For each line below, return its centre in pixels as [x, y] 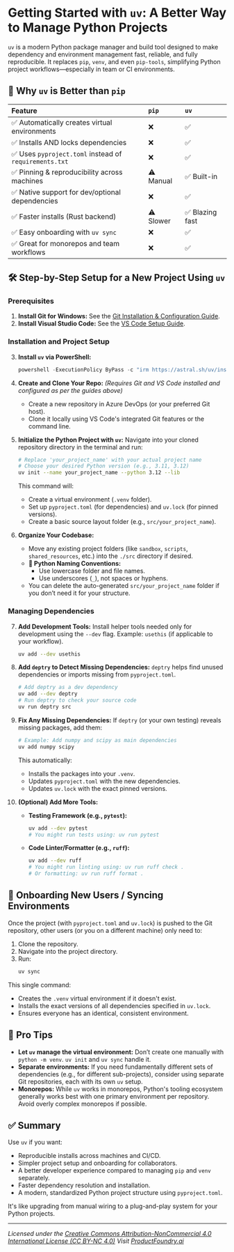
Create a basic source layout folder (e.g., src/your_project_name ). [122, 522]
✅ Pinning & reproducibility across [67, 172]
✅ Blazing [201, 212]
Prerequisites [31, 301]
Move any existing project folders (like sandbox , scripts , [108, 549]
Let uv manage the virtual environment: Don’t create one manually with [121, 1052]
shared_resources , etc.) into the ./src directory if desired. [111, 556]
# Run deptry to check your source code [77, 701]
